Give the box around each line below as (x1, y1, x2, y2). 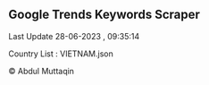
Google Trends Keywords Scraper (8, 7, 200, 22)
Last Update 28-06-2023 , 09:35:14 (8, 30, 140, 41)
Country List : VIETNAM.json (8, 48, 113, 59)
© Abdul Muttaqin (8, 65, 75, 76)
